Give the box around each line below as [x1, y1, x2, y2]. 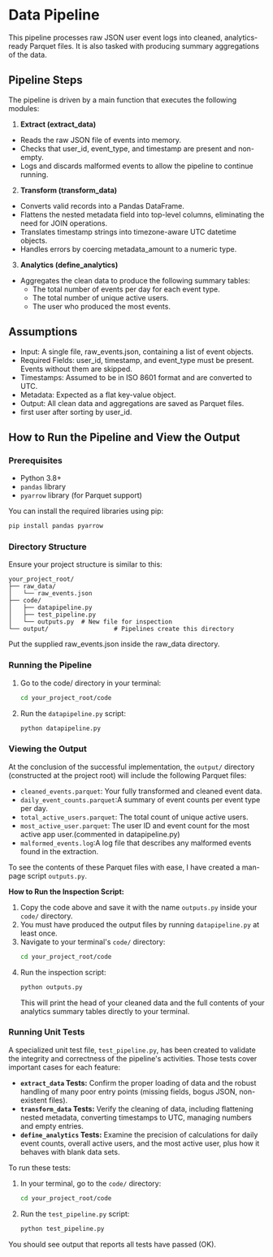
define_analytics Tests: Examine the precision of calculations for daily [19, 1130, 258, 1139]
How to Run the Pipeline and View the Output [8, 430, 240, 444]
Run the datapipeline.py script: [19, 708, 126, 718]
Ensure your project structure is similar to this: [8, 559, 162, 569]
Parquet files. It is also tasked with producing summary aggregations [29, 41, 260, 50]
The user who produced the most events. [32, 301, 171, 311]
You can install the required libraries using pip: [8, 506, 164, 516]
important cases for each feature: [8, 1062, 121, 1072]
